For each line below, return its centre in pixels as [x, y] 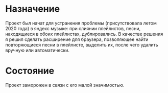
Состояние [30, 71]
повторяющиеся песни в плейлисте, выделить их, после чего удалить [82, 44]
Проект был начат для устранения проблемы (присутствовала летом [81, 23]
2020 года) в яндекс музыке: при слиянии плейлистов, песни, [73, 28]
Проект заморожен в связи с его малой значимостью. [65, 85]
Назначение [33, 9]
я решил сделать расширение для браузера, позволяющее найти [77, 39]
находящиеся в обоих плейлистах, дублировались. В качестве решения [84, 34]
